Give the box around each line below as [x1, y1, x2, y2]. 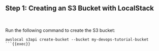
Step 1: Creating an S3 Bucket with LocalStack [5, 4, 154, 13]
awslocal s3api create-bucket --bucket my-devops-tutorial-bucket [5, 37, 149, 42]
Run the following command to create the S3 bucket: [5, 27, 115, 33]
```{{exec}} [5, 41, 30, 46]
